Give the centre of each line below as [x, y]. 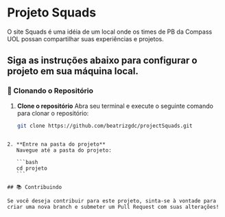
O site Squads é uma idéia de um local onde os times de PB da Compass [110, 32]
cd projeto [32, 168]
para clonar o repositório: [53, 113]
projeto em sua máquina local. [73, 71]
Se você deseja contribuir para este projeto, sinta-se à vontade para [111, 201]
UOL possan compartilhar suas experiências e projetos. [86, 38]
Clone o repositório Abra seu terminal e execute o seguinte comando [115, 106]
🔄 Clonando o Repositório [50, 91]
